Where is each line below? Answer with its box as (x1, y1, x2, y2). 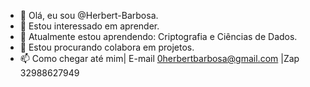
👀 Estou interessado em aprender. (19, 20, 160, 32)
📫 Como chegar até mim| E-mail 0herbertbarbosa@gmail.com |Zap (19, 53, 300, 64)
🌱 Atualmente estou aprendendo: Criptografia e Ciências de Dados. (19, 31, 298, 42)
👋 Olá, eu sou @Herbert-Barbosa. (19, 10, 159, 21)
